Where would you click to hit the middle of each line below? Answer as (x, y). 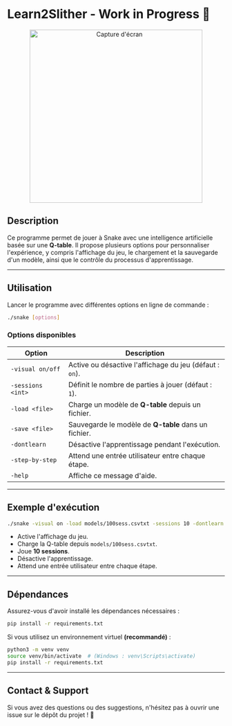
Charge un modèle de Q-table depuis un (135, 405)
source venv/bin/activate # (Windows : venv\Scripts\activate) (101, 656)
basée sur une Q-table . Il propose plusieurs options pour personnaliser (108, 245)
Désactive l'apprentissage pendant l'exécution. (144, 444)
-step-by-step (34, 460)
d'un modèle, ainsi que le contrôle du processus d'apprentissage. (100, 260)
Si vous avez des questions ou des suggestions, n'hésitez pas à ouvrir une (113, 707)
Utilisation (30, 288)
